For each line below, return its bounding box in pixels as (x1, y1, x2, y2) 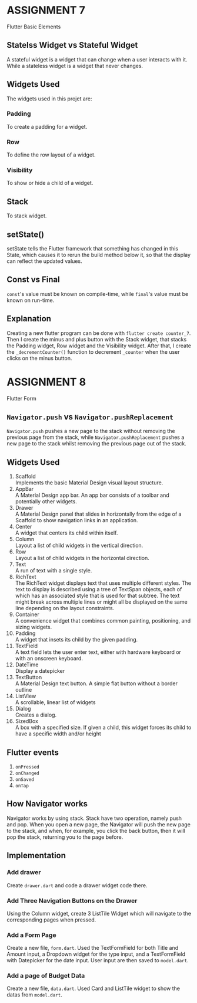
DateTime (15, 661, 39, 668)
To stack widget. (6, 212, 47, 219)
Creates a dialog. (15, 711, 57, 718)
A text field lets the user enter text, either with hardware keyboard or (15, 649, 182, 656)
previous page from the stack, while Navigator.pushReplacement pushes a (6, 434, 185, 441)
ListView (15, 692, 36, 700)
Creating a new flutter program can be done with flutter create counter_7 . (6, 329, 191, 337)
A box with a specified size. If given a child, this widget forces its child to (15, 724, 192, 731)
